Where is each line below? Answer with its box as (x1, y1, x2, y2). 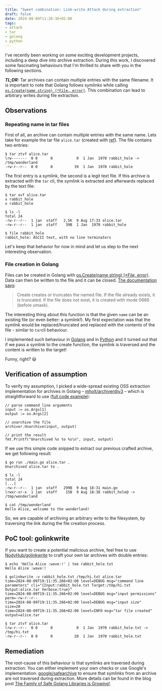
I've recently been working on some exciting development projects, (5, 52, 139, 58)
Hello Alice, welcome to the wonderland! (5, 506, 90, 511)
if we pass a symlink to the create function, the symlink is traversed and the (5, 341, 156, 347)
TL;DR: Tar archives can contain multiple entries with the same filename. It (5, 77, 154, 83)
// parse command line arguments (5, 403, 73, 408)
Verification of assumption (5, 370, 88, 379)
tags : (5, 20, 16, 26)
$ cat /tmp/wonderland (5, 502, 51, 507)
